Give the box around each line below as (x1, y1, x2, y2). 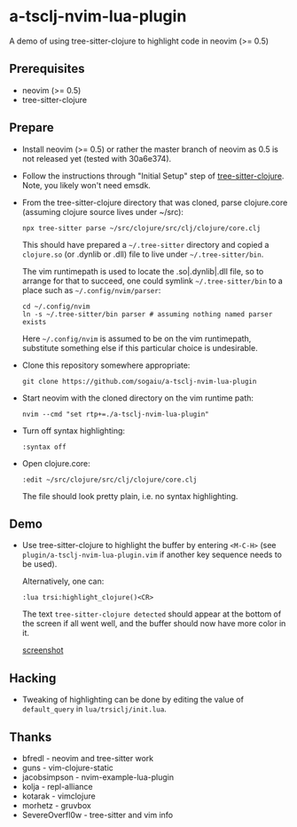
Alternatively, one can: (21, 576, 105, 587)
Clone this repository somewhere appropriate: (21, 360, 191, 370)
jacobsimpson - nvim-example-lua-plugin (21, 772, 175, 783)
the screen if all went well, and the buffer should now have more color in (21, 618, 286, 629)
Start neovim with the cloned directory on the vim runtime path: (21, 393, 254, 403)
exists (21, 317, 47, 326)
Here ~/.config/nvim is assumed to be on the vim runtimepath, (21, 333, 252, 344)
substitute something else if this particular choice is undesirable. (21, 342, 259, 353)
